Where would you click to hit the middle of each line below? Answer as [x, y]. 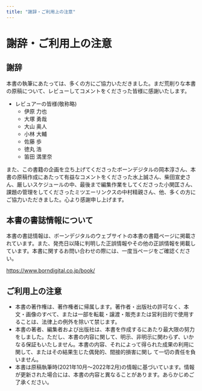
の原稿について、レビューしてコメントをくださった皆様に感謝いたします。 [98, 91]
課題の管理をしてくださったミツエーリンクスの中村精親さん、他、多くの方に [101, 192]
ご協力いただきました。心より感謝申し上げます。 [67, 199]
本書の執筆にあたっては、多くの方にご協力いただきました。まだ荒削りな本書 [101, 83]
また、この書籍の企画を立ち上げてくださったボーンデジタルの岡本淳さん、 [99, 169]
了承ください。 [33, 382]
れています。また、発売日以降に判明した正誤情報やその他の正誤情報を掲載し [101, 243]
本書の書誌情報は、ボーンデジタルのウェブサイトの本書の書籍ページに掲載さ [101, 236]
